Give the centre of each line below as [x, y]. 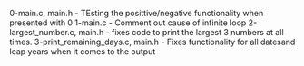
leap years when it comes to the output [83, 52]
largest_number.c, [43, 32]
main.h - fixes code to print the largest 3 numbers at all [181, 32]
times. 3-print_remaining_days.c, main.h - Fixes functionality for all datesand [152, 42]
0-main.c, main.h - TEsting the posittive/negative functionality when [137, 13]
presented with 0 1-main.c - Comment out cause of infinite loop [128, 23]
